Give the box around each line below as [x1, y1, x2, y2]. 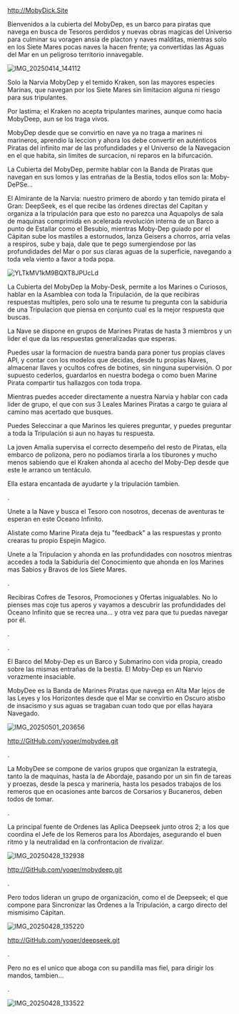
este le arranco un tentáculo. [7, 466, 92, 474]
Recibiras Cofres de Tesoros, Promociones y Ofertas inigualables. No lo [7, 593, 218, 601]
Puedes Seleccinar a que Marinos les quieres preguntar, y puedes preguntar [7, 422, 232, 429]
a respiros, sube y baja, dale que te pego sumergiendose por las [7, 239, 196, 248]
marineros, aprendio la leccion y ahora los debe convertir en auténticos [7, 136, 218, 144]
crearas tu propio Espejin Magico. [7, 536, 107, 545]
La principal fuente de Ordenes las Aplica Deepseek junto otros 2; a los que [7, 822, 230, 831]
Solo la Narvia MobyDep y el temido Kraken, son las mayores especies [7, 78, 215, 86]
